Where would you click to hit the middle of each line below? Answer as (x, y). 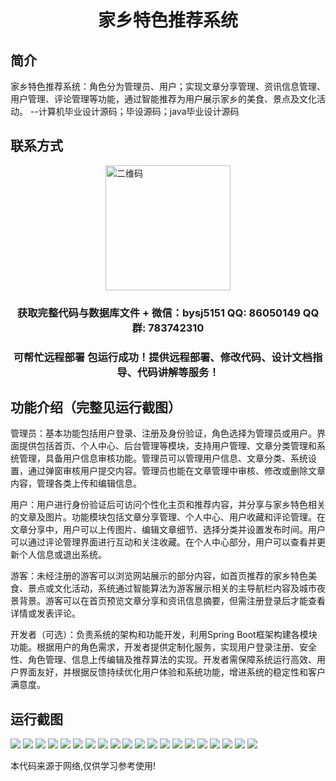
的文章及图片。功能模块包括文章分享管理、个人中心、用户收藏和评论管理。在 (168, 517)
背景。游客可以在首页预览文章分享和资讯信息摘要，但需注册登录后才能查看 (172, 601)
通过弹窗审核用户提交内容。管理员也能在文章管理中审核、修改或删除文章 (176, 471)
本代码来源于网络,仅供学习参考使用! (83, 766)
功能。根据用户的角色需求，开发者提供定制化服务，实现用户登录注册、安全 (163, 647)
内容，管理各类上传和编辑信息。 (76, 483)
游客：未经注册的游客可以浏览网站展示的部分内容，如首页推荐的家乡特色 (159, 576)
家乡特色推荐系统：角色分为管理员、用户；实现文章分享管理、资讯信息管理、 (168, 86)
